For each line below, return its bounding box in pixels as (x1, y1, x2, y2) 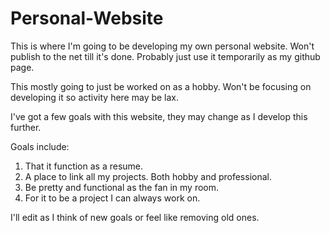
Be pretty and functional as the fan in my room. (24, 181, 220, 193)
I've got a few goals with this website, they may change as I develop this (10, 110, 308, 122)
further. (10, 121, 42, 133)
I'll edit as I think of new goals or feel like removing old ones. (10, 211, 260, 223)
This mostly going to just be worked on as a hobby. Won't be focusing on (10, 80, 312, 92)
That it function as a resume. (24, 160, 144, 172)
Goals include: (10, 140, 70, 152)
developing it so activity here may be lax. (10, 91, 180, 103)
